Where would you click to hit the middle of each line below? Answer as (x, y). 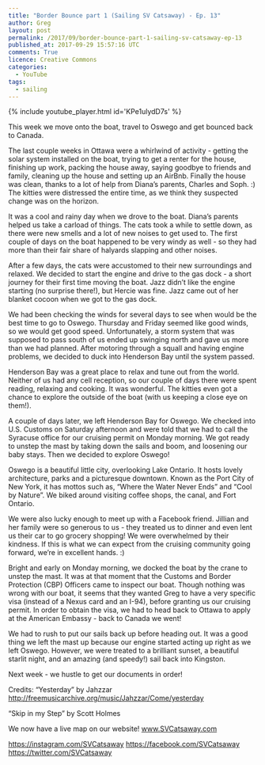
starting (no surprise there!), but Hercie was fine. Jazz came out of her (123, 291)
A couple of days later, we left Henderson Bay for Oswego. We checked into (132, 421)
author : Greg (30, 23)
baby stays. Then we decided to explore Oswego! (89, 455)
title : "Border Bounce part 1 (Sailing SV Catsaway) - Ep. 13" (115, 15)
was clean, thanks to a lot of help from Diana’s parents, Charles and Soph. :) (132, 185)
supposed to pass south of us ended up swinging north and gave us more (129, 340)
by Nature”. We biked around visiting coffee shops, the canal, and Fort (122, 495)
